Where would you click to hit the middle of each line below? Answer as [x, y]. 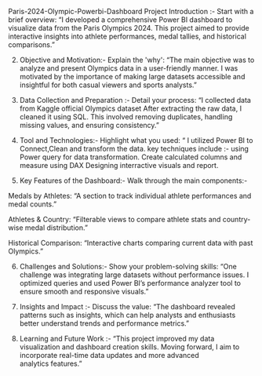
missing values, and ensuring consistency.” [89, 125]
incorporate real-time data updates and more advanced [109, 355]
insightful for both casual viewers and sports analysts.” [108, 85]
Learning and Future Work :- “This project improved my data [117, 338]
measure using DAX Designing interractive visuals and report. [119, 165]
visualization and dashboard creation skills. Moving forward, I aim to [129, 347]
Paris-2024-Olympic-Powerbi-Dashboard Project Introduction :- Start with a [131, 11]
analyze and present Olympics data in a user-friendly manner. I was [129, 68]
